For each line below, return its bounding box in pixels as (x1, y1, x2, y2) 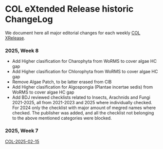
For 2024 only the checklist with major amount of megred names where (12, 105, 156, 111)
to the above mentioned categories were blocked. (12, 115, 112, 121)
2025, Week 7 (5, 128, 38, 134)
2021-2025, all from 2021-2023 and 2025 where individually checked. (12, 100, 152, 106)
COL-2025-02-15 (5, 138, 40, 144)
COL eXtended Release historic (5, 3, 134, 15)
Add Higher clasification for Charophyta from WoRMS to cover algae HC (12, 58, 157, 64)
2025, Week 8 (5, 47, 39, 54)
